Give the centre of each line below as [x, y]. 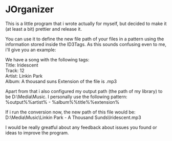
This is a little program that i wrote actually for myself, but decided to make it [86, 24]
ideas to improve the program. [37, 133]
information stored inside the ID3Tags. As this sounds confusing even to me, [86, 44]
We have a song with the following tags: [47, 59]
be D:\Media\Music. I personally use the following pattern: [66, 97]
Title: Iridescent [22, 65]
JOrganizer [30, 9]
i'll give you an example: [31, 50]
